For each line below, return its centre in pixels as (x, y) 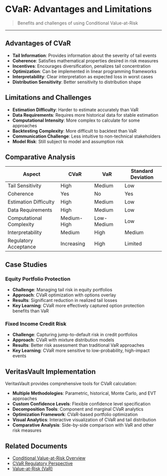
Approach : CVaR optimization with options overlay (64, 295)
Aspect (32, 174)
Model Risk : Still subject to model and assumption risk (68, 141)
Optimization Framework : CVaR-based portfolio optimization (75, 415)
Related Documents (36, 446)
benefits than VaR (31, 311)
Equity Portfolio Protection (38, 279)
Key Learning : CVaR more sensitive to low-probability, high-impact (81, 351)
